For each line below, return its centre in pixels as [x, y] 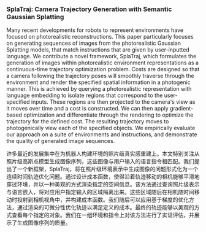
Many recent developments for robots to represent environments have [95, 30]
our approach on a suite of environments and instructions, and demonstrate [102, 134]
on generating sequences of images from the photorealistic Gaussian [94, 43]
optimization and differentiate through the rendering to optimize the [109, 115]
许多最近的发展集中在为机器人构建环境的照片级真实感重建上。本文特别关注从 [103, 154]
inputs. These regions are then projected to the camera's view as [113, 102]
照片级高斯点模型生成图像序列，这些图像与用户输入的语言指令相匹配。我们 [100, 161]
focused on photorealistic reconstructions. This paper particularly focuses [100, 37]
